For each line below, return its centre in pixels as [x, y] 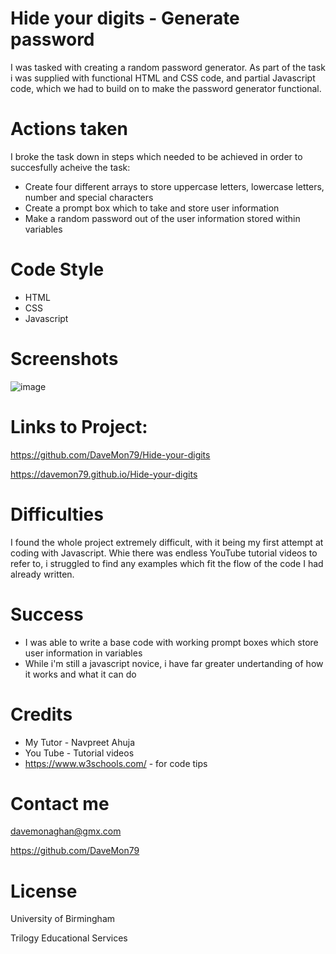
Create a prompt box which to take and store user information [152, 208]
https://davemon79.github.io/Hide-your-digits [104, 474]
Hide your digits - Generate [125, 18]
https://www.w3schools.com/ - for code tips [116, 763]
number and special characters [89, 197]
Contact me [60, 803]
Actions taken [69, 129]
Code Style [57, 269]
